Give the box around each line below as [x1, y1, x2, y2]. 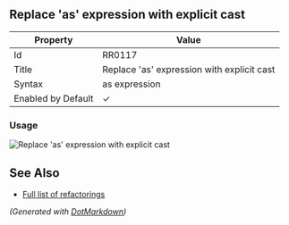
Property [34, 33, 73, 46]
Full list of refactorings [21, 188, 106, 199]
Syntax [13, 78, 43, 90]
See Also [9, 165, 60, 180]
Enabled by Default [13, 92, 94, 104]
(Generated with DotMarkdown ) [9, 205, 127, 217]
